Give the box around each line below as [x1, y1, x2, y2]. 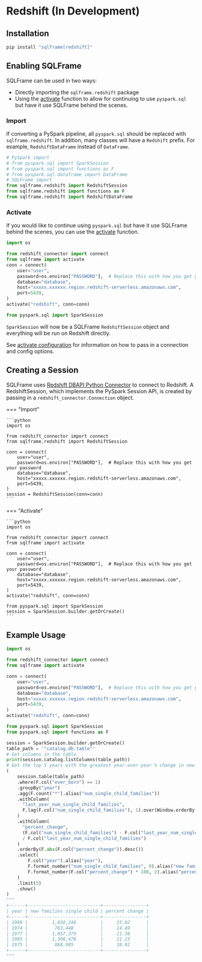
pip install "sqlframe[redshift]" [6, 44, 93, 50]
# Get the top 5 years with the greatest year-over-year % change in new [6, 762, 195, 768]
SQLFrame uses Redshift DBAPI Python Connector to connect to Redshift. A [6, 381, 194, 388]
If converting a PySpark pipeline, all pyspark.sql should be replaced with [6, 130, 186, 137]
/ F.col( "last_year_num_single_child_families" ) [22, 835, 147, 841]
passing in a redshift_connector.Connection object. [6, 394, 134, 401]
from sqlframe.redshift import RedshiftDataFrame [6, 194, 133, 200]
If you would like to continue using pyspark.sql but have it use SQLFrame [6, 222, 188, 229]
